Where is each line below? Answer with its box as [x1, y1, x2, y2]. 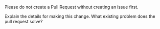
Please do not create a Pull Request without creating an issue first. [4, 4, 138, 10]
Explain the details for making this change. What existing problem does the [4, 14, 156, 19]
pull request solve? [4, 19, 43, 24]
